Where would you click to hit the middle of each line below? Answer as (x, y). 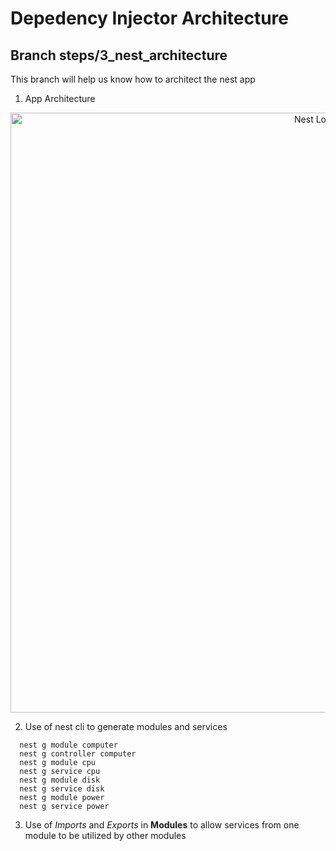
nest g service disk (62, 789)
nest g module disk (60, 780)
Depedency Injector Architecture (150, 18)
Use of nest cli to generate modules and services (126, 726)
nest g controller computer (78, 754)
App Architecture (60, 98)
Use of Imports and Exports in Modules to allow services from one (162, 825)
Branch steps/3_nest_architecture (119, 55)
